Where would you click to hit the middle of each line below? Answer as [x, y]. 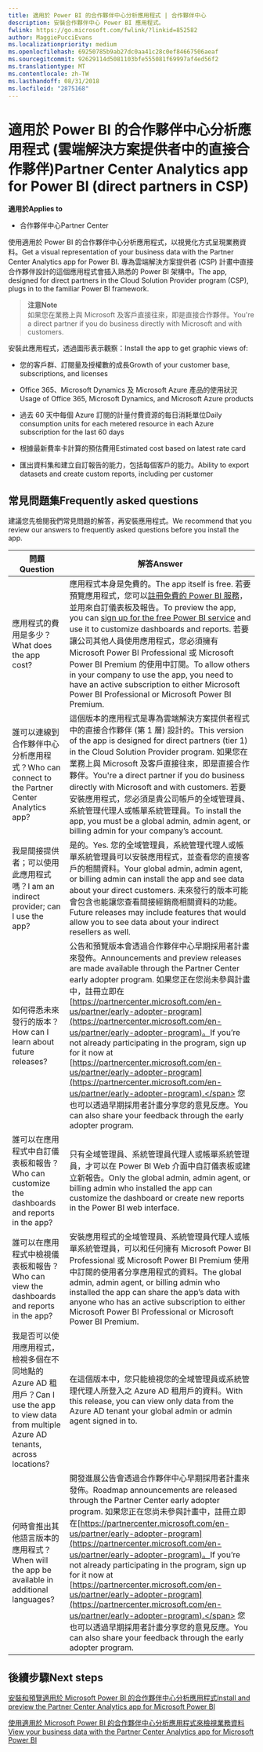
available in [33, 1580]
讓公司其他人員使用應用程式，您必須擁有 [144, 641]
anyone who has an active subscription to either [157, 1302]
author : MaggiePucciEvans [50, 37]
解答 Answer [160, 564]
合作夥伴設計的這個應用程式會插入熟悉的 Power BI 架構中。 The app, [117, 272]
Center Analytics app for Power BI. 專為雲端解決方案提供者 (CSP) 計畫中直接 [131, 262]
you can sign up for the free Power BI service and [160, 618]
